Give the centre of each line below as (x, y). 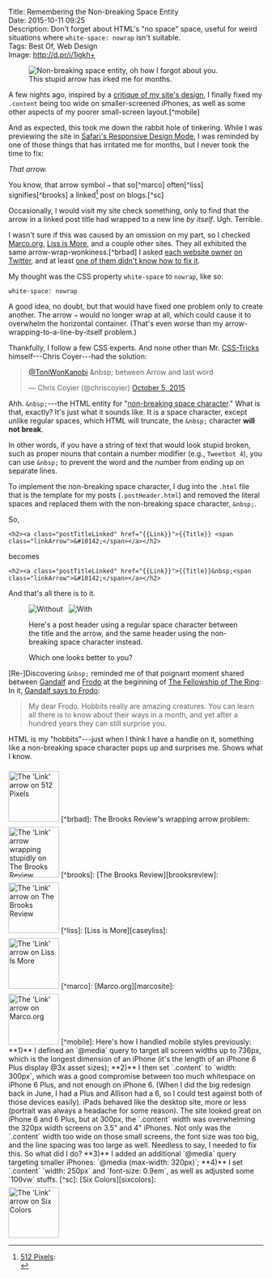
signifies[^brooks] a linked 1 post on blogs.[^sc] (86, 194)
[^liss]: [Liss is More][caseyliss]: (114, 930)
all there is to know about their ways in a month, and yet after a (133, 714)
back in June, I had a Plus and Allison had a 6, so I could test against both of (136, 1093)
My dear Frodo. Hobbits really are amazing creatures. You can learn (141, 706)
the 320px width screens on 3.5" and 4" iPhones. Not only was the (120, 1127)
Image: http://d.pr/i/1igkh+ (52, 55)
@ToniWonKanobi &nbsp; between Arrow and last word (121, 372)
